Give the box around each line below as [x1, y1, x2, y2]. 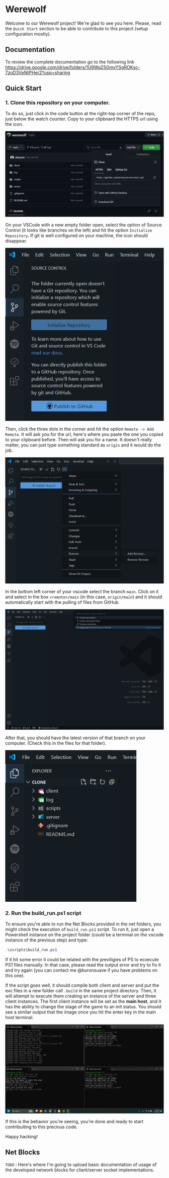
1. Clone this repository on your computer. [5, 99, 110, 106]
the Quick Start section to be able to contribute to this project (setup [5, 25, 148, 31]
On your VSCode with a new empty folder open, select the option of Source [5, 221, 162, 227]
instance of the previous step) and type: [5, 937, 88, 943]
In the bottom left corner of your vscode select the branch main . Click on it [5, 588, 159, 594]
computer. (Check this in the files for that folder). [5, 740, 107, 746]
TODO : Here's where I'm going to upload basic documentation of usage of [5, 1161, 157, 1167]
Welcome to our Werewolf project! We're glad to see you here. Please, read [5, 20, 161, 26]
